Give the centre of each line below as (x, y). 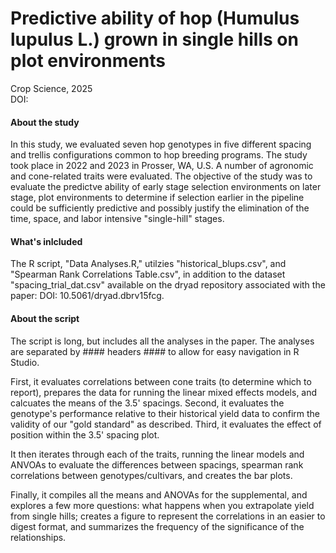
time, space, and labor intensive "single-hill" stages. (117, 219)
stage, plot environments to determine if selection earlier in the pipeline (157, 198)
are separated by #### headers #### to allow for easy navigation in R (155, 351)
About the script (45, 318)
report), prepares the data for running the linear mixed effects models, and (164, 392)
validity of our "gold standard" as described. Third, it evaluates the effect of (166, 424)
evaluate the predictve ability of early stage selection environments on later (166, 187)
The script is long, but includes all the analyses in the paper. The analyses (162, 341)
